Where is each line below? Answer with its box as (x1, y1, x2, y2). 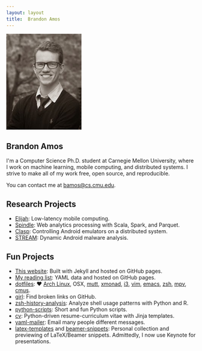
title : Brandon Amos (6, 16, 61, 22)
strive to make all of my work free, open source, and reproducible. (6, 170, 170, 177)
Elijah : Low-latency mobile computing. (14, 215, 110, 222)
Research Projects (6, 199, 76, 209)
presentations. (14, 337, 51, 345)
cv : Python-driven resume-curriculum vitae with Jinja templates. (14, 312, 175, 319)
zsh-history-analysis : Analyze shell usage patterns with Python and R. (14, 299, 189, 307)
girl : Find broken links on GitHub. (14, 293, 97, 300)
